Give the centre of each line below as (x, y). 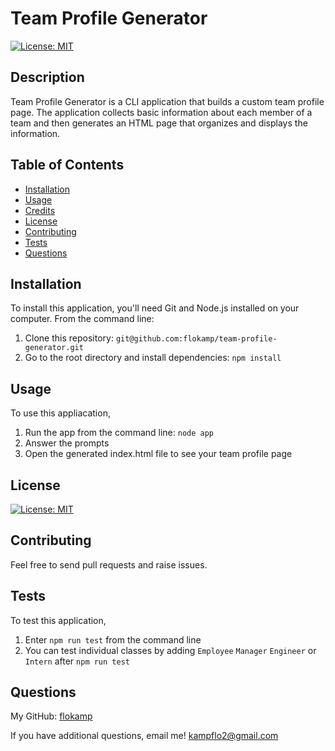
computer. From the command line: (82, 319)
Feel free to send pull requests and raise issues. (109, 564)
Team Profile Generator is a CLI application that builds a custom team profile (167, 101)
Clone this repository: (69, 338)
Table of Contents (67, 165)
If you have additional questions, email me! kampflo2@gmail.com (144, 736)
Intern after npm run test (77, 661)
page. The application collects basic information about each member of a (161, 112)
